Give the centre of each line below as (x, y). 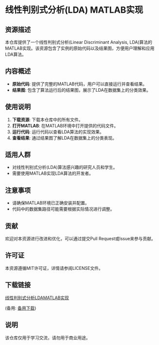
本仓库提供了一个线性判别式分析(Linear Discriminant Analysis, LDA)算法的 (79, 42)
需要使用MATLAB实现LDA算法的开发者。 (53, 173)
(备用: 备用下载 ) (21, 308)
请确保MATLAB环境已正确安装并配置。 (51, 203)
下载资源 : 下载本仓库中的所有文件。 (47, 120)
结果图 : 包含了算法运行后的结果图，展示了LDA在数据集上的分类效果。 (81, 90)
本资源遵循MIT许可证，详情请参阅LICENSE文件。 (54, 268)
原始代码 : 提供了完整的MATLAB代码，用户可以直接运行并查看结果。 (79, 84)
